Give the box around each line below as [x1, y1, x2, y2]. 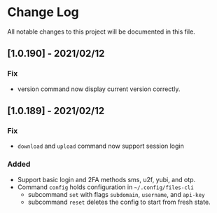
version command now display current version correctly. [17, 85, 181, 93]
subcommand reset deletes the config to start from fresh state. [27, 198, 211, 206]
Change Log [7, 4, 79, 20]
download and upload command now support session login [17, 142, 184, 151]
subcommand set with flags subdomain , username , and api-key [27, 190, 205, 198]
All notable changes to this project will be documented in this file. [7, 27, 196, 36]
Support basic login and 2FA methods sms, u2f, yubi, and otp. [17, 175, 196, 184]
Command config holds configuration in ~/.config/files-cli [17, 183, 194, 191]
